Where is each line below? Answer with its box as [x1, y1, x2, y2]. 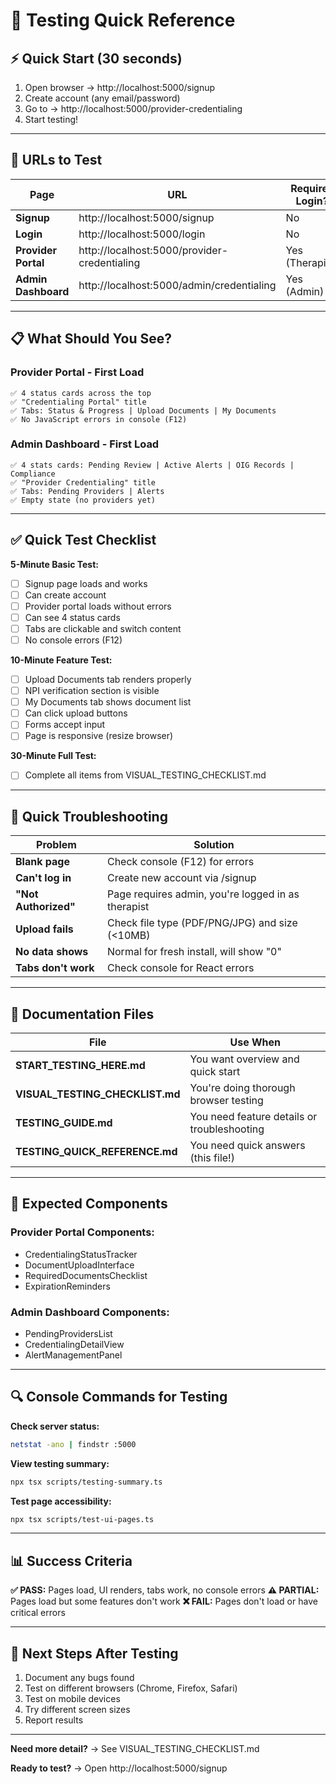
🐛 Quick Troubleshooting [10, 808, 168, 825]
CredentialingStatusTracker [24, 1248, 138, 1260]
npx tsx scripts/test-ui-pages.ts [10, 1514, 155, 1524]
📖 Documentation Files [10, 1005, 155, 1023]
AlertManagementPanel [24, 1349, 123, 1361]
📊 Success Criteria [10, 1552, 133, 1569]
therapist [106, 900, 150, 914]
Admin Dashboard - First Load [10, 437, 160, 451]
